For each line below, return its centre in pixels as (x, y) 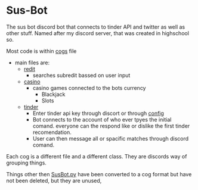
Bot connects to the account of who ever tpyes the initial (102, 119)
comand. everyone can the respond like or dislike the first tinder (111, 126)
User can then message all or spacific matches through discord (111, 138)
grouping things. (26, 163)
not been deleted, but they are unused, (54, 180)
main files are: (32, 63)
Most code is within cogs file (41, 51)
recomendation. (52, 132)
